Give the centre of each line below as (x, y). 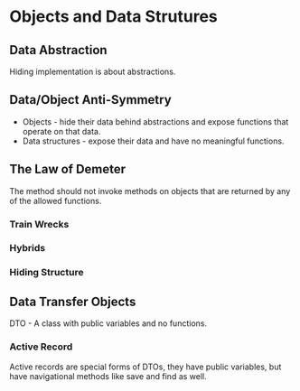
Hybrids (28, 248)
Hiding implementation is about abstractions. (93, 71)
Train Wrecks (39, 224)
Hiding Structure (47, 273)
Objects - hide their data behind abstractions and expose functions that (155, 121)
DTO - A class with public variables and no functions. (108, 323)
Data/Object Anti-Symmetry (90, 100)
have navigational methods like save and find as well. (108, 376)
